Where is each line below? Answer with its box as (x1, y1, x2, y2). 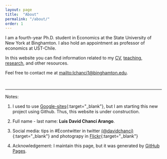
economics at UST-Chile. (5, 45, 56, 51)
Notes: (5, 94, 19, 100)
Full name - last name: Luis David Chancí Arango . (12, 118, 115, 124)
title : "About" (5, 12, 39, 17)
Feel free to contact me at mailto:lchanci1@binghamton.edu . (5, 70, 128, 76)
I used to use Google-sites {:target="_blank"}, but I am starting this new (12, 103, 158, 109)
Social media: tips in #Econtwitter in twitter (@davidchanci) (12, 128, 134, 134)
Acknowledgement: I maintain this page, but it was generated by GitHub (12, 143, 160, 149)
